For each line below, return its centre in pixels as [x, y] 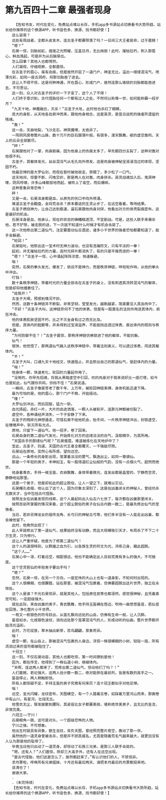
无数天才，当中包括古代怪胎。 [31, 493]
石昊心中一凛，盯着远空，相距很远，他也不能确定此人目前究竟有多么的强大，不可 [82, 557]
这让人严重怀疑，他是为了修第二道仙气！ [47, 541]
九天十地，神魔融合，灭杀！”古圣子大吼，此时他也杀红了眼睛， [69, 109]
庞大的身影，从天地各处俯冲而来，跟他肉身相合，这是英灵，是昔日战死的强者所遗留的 [85, 114]
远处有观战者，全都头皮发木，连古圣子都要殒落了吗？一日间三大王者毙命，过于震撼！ [85, 40]
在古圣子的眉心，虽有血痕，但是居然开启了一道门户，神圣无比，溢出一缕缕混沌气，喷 [85, 72]
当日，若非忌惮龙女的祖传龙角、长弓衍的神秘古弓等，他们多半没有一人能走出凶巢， [84, 515]
